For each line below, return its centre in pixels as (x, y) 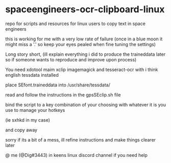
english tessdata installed (32, 75)
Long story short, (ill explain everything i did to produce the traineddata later (86, 54)
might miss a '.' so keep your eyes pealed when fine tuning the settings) (81, 44)
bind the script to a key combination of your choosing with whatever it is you (86, 104)
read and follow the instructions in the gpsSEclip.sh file (63, 95)
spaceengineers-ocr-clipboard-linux (85, 9)
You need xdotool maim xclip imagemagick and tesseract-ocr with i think (82, 69)
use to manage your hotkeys (35, 110)
